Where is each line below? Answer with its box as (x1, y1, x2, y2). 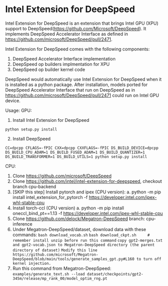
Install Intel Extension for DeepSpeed (12, 117, 90, 123)
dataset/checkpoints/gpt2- (87, 271, 144, 276)
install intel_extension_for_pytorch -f (12, 194, 88, 200)
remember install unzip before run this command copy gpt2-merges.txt (12, 238, 163, 243)
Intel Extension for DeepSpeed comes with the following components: (5, 46, 150, 52)
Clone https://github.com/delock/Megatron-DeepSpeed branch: (12, 216, 145, 222)
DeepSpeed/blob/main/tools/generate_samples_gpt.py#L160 (12, 256, 135, 261)
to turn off (136, 256, 162, 261)
